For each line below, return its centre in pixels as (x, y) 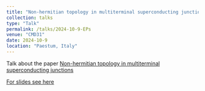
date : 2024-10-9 (27, 40)
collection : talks (30, 18)
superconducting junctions (40, 70)
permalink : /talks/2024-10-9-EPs (49, 29)
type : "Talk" (23, 23)
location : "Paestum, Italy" (42, 46)
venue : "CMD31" (26, 35)
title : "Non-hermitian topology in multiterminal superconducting (92, 12)
